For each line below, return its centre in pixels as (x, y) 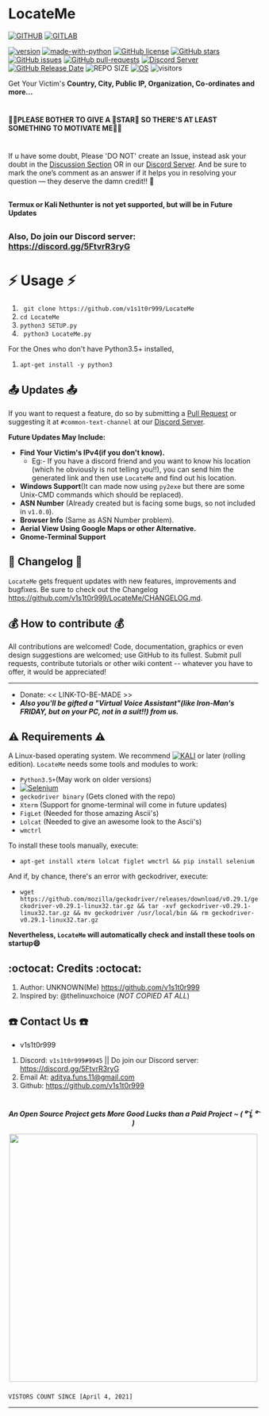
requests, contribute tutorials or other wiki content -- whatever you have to (131, 664)
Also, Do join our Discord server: (72, 237)
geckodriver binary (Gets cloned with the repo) (98, 796)
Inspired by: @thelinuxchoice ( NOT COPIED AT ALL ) (105, 996)
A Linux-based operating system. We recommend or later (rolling (127, 756)
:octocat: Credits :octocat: (75, 968)
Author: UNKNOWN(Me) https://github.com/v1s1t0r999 (110, 987)
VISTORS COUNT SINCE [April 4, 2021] (71, 1397)
